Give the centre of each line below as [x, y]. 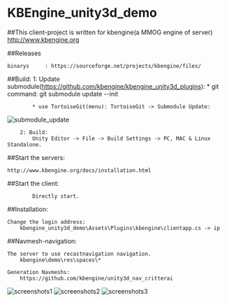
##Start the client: [33, 183]
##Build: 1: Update [34, 79]
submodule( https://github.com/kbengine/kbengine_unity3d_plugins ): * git [113, 86]
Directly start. [56, 196]
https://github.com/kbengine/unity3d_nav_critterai [96, 278]
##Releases [24, 53]
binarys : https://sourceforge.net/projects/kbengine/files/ [104, 66]
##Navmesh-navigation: [42, 241]
